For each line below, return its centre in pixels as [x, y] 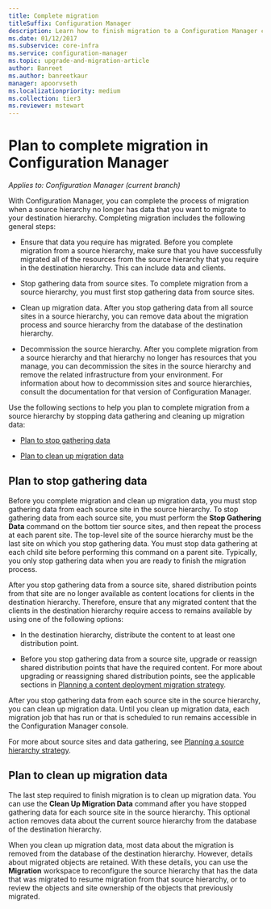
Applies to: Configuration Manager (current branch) [94, 186]
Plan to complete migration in [108, 146]
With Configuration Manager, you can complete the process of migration [129, 201]
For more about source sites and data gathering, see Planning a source [126, 741]
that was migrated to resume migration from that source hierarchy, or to [127, 879]
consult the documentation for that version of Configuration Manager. [135, 392]
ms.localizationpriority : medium [65, 91]
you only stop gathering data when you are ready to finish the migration [127, 561]
